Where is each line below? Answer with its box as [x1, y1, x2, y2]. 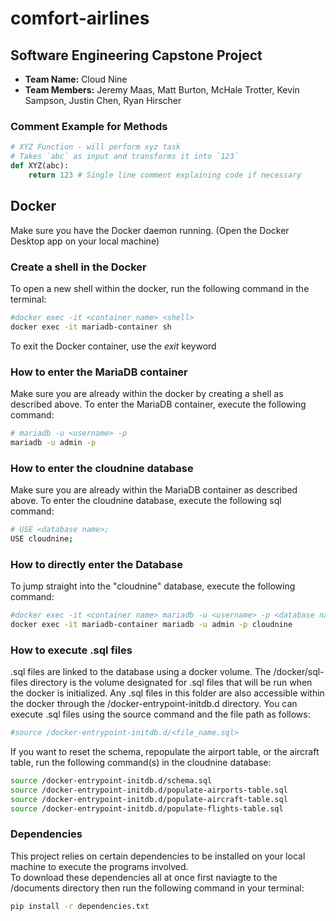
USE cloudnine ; [10, 533, 74, 544]
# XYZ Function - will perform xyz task [10, 142, 182, 152]
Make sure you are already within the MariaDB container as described [10, 484, 298, 496]
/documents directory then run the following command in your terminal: [10, 882, 305, 894]
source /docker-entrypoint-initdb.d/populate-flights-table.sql [10, 803, 284, 814]
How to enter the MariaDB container [10, 365, 188, 379]
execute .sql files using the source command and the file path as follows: [10, 708, 311, 721]
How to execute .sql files [10, 643, 133, 657]
